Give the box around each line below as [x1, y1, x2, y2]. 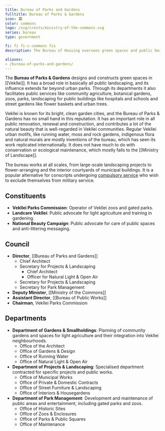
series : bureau [5, 30, 36, 35]
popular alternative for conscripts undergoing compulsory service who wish [5, 172, 159, 178]
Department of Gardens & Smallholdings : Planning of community [12, 327, 146, 333]
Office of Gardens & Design [19, 348, 75, 354]
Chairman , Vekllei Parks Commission [12, 300, 87, 306]
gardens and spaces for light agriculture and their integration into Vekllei [12, 332, 159, 338]
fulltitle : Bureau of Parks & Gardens [5, 12, 84, 17]
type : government [5, 35, 41, 40]
